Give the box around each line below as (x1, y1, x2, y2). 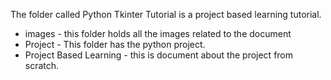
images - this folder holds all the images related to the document (24, 28, 292, 39)
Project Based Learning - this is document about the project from (24, 49, 294, 61)
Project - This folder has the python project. (24, 39, 206, 50)
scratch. (24, 60, 60, 71)
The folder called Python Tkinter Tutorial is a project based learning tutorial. (10, 9, 322, 20)
